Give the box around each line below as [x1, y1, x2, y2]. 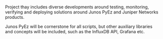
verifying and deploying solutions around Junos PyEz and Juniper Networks [5, 9, 159, 15]
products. [5, 14, 24, 20]
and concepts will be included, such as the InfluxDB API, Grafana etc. [5, 29, 145, 34]
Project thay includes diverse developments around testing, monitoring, [5, 4, 149, 10]
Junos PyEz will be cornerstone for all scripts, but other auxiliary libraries [5, 24, 153, 29]
